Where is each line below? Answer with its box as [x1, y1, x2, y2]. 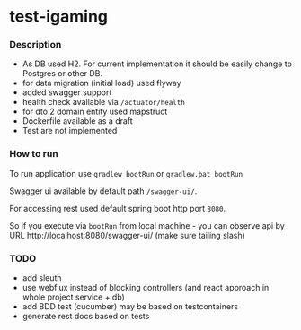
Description [9, 39, 62, 51]
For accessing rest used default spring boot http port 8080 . [9, 203, 226, 213]
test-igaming [9, 6, 109, 27]
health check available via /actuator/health [22, 97, 186, 108]
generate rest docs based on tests [22, 311, 150, 322]
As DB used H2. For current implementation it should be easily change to [22, 58, 292, 69]
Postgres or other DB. [22, 68, 103, 79]
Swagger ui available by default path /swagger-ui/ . [9, 186, 198, 196]
